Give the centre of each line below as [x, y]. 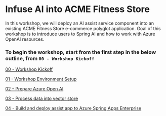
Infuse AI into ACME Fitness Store [78, 9]
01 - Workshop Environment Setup [41, 79]
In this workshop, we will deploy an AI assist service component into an [80, 23]
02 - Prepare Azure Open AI [34, 89]
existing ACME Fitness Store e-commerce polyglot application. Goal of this [83, 28]
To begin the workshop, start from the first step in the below [81, 52]
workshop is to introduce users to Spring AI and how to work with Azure [80, 34]
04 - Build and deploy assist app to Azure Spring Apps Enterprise [73, 108]
